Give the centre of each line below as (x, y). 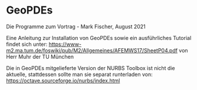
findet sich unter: (27, 44)
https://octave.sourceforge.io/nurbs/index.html (63, 81)
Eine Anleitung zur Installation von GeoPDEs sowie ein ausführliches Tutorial (99, 38)
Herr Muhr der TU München (40, 56)
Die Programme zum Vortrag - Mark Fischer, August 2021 (76, 26)
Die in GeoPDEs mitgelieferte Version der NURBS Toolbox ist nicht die (91, 68)
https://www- (65, 44)
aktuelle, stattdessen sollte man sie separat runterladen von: (79, 74)
